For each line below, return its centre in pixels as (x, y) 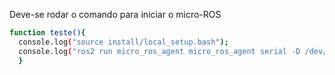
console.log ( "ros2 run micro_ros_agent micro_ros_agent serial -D (159, 51)
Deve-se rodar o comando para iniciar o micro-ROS (115, 14)
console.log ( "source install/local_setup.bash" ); (123, 42)
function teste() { (47, 33)
